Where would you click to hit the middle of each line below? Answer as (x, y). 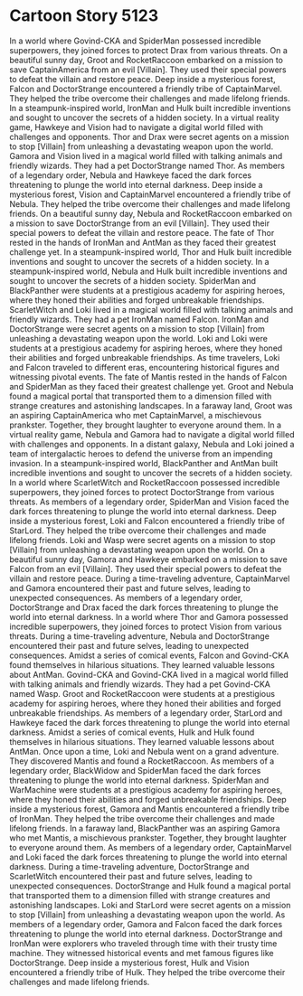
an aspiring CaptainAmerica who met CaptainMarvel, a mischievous (136, 415)
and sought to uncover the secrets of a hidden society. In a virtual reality (145, 117)
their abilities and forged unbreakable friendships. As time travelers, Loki (145, 357)
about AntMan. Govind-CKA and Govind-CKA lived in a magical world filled (149, 674)
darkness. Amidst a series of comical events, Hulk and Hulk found (132, 732)
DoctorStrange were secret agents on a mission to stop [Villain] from (137, 329)
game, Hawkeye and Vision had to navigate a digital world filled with (137, 127)
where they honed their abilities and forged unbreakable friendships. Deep (148, 799)
